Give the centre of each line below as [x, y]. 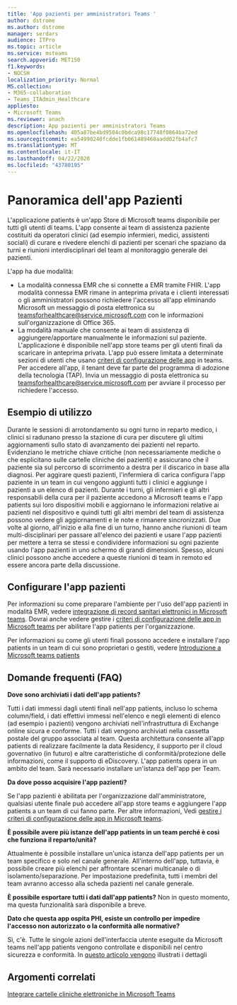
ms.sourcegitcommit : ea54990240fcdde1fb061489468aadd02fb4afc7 [103, 139]
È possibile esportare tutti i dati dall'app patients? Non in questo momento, [118, 897]
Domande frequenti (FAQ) [65, 678]
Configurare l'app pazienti [67, 587]
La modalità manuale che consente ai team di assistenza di [103, 330]
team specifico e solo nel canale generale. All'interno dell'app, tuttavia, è [113, 861]
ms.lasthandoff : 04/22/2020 [49, 159]
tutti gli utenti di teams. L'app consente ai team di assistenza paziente [109, 227]
